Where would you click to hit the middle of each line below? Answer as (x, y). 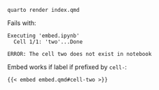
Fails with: (22, 23)
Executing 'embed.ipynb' (43, 36)
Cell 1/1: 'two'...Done (48, 42)
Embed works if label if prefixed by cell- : (67, 67)
